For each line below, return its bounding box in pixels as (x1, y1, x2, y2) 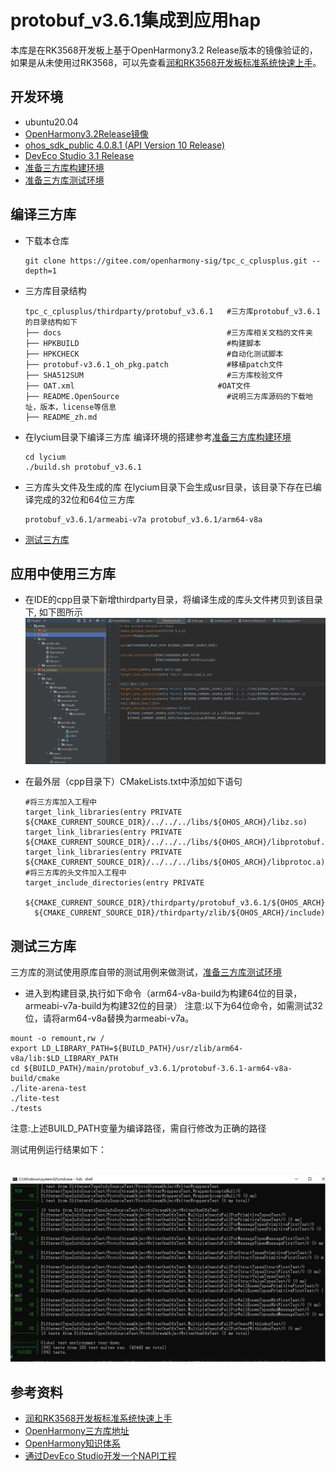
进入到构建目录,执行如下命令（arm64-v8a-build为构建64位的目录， (24, 987, 303, 1000)
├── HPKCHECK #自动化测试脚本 (24, 349, 284, 359)
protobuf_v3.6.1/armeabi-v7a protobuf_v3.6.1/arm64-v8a (24, 514, 263, 525)
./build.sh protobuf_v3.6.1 (24, 462, 142, 472)
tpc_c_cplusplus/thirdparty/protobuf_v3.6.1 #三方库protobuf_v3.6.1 (24, 306, 322, 316)
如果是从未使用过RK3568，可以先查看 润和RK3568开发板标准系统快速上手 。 (10, 56, 322, 68)
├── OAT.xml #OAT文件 (24, 381, 252, 391)
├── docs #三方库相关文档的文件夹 (24, 327, 313, 338)
